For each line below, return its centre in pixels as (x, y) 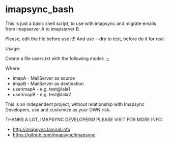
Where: (13, 68)
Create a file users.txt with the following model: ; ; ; (58, 58)
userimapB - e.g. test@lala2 (42, 94)
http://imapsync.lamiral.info (41, 129)
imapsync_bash (40, 9)
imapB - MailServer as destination (48, 83)
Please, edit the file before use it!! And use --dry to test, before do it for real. (85, 39)
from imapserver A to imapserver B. (43, 28)
